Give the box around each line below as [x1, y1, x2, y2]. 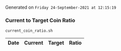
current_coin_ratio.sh [5, 28, 53, 33]
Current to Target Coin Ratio [5, 17, 76, 24]
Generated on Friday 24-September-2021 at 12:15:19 [5, 5, 116, 10]
